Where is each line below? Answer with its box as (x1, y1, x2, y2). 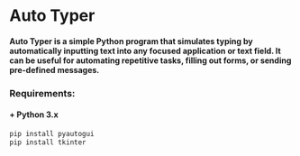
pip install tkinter (9, 137, 87, 147)
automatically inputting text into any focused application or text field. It (9, 45, 281, 56)
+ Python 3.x (9, 109, 59, 120)
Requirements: (9, 87, 76, 99)
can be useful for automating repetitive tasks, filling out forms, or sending (9, 55, 292, 66)
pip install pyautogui (9, 129, 95, 138)
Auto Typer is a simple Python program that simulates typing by (9, 35, 254, 46)
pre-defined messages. (9, 64, 100, 75)
